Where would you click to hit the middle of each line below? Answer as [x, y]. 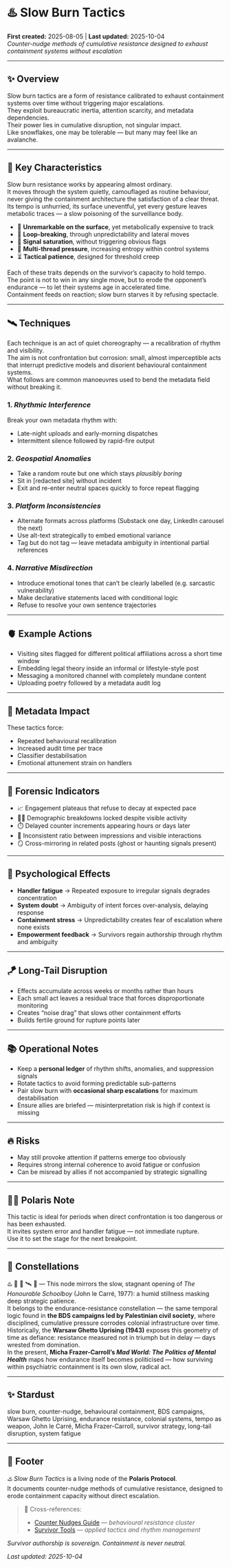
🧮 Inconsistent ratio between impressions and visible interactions [109, 835]
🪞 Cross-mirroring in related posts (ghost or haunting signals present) [117, 843]
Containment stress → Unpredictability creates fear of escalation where [120, 919]
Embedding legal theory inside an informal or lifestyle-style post [108, 668]
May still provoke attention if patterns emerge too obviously [101, 1158]
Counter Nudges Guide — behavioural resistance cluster [114, 1522]
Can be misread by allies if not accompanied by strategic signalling [112, 1172]
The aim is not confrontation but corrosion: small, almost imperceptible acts [114, 358]
